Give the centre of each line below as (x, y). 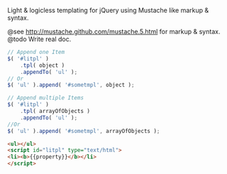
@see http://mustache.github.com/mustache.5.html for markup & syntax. (114, 32)
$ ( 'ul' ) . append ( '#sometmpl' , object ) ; (71, 85)
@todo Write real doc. (39, 39)
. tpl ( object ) (43, 65)
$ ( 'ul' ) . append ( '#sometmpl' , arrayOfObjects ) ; (84, 131)
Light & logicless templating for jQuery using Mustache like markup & (108, 10)
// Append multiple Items (45, 98)
